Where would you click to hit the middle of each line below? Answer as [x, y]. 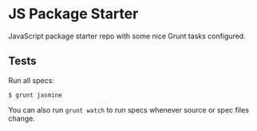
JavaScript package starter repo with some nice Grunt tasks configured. [127, 36]
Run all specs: [31, 80]
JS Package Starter [73, 14]
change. [22, 118]
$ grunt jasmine [35, 95]
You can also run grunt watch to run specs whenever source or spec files [129, 109]
